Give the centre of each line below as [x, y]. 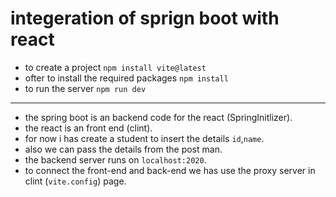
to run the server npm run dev [85, 88]
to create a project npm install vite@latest [115, 67]
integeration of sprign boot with [145, 18]
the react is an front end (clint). [88, 128]
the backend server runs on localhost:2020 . [115, 159]
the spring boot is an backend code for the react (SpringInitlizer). [158, 117]
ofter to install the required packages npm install [126, 78]
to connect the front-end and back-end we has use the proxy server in [170, 170]
